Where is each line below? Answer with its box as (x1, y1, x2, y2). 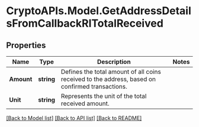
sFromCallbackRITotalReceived (6, 17, 164, 30)
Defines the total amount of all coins (60, 68, 161, 76)
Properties (6, 40, 46, 50)
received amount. (60, 99, 110, 108)
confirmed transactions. (60, 83, 127, 90)
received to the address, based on (60, 75, 156, 83)
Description (97, 58, 131, 66)
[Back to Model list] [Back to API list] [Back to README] (6, 115, 142, 122)
